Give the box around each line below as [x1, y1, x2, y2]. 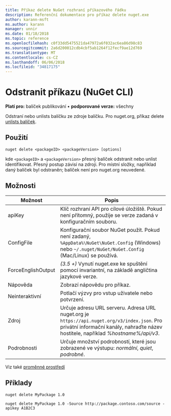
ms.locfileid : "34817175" [5, 64, 60, 69]
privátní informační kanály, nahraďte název [60, 323, 163, 330]
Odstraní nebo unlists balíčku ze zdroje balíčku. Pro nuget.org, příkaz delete [5, 113, 164, 119]
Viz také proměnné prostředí [5, 363, 65, 370]
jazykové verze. [60, 273, 98, 280]
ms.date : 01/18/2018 [5, 31, 49, 36]
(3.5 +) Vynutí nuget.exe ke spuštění [60, 260, 148, 267]
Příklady [5, 379, 33, 387]
